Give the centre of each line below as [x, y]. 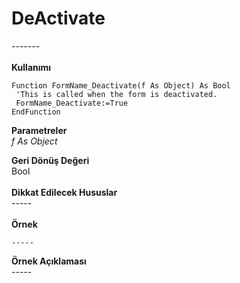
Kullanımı [31, 67]
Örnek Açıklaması [49, 261]
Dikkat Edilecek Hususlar [64, 192]
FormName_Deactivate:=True [72, 103]
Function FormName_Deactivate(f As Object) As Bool [121, 85]
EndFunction [36, 112]
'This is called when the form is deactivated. [116, 94]
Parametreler [39, 130]
